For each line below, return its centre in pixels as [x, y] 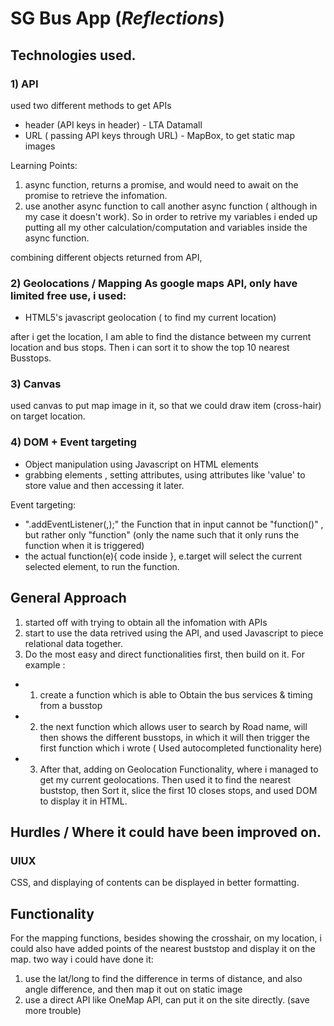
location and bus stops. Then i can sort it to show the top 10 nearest [150, 348]
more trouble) [53, 1011]
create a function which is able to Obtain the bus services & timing [176, 694]
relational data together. [73, 643]
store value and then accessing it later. [104, 485]
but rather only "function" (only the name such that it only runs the [162, 534]
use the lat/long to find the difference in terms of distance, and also [163, 979]
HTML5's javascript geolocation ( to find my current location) [150, 318]
